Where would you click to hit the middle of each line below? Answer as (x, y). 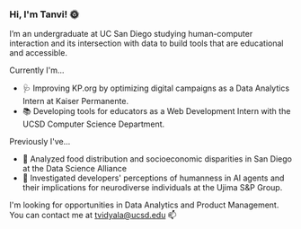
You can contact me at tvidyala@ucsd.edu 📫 (93, 216)
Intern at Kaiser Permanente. (75, 101)
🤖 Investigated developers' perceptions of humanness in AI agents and (153, 178)
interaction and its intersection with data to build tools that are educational (146, 43)
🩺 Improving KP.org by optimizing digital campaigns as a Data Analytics (156, 88)
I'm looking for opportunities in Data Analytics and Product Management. (144, 205)
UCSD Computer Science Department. (93, 124)
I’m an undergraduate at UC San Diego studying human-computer (131, 34)
